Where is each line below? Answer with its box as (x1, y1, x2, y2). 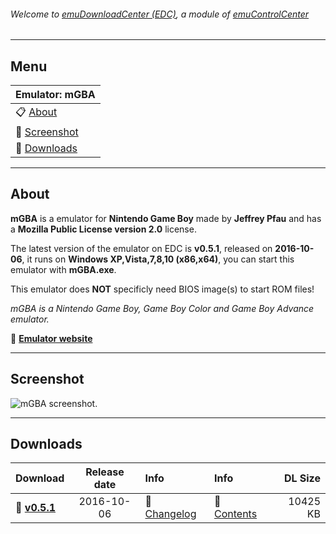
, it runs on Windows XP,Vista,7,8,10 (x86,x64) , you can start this (21, 253, 295, 265)
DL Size (283, 471, 321, 485)
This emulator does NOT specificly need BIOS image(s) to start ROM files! (10, 283, 315, 295)
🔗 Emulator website (10, 332, 93, 344)
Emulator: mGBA (15, 88, 96, 102)
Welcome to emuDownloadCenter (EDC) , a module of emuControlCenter (10, 8, 310, 20)
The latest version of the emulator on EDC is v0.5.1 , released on (10, 242, 273, 254)
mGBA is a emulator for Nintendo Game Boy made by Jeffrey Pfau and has (10, 212, 322, 224)
